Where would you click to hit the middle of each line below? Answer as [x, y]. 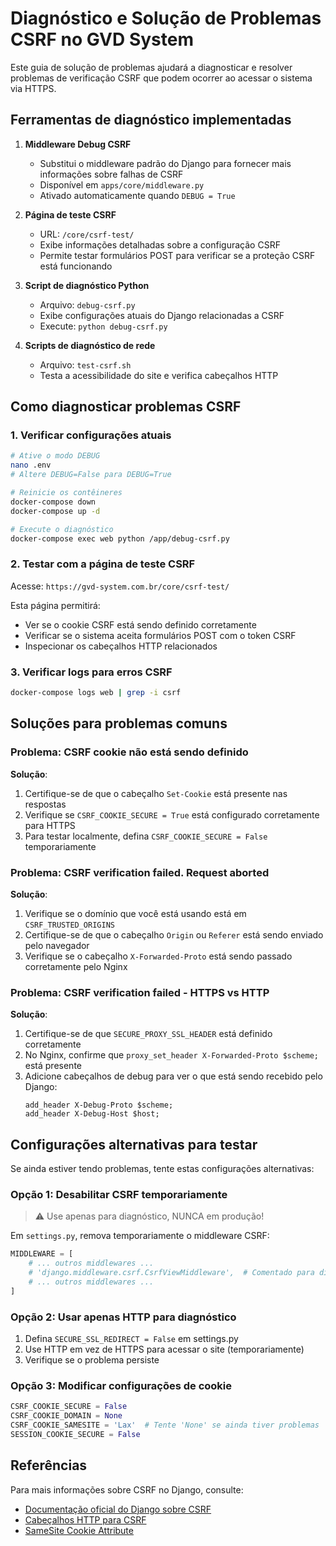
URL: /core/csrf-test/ [87, 234]
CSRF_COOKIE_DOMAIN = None [66, 1416]
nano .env [31, 465]
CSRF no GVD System [102, 39]
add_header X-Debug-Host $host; [92, 1114]
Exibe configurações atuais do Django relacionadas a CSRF [162, 315]
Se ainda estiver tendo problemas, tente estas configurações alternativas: [162, 1168]
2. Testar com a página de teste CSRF [103, 564]
